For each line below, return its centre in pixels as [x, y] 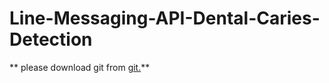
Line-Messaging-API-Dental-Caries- [165, 18]
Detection [51, 39]
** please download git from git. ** [80, 67]
